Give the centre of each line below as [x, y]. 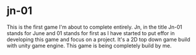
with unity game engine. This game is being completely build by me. [89, 46]
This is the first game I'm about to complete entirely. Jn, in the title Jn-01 [94, 27]
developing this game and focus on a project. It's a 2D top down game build [99, 39]
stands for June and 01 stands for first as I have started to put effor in [91, 33]
